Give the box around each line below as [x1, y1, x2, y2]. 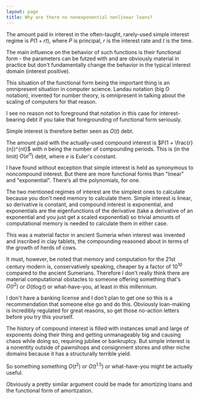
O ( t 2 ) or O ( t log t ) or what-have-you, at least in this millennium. [6, 282, 158, 290]
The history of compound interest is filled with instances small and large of [6, 325, 189, 332]
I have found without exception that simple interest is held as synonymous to [6, 164, 194, 172]
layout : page [6, 8, 39, 15]
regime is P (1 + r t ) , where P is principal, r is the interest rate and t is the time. [6, 37, 193, 44]
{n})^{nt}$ [6, 145, 31, 152]
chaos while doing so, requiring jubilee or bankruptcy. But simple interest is [6, 338, 190, 345]
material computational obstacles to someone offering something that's [6, 275, 181, 283]
